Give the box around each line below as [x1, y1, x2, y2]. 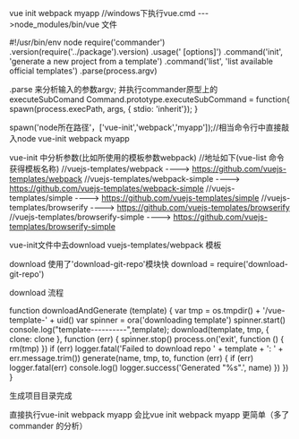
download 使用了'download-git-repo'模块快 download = [9, 259, 215, 269]
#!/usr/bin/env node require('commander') [9, 37, 166, 47]
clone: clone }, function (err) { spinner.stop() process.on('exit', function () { [9, 334, 285, 344]
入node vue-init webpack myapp [9, 133, 130, 143]
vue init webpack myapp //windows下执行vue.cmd [9, 8, 196, 18]
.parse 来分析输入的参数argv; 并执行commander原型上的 [9, 84, 218, 94]
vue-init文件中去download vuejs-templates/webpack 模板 [9, 240, 222, 250]
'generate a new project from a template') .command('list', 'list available [9, 56, 273, 66]
